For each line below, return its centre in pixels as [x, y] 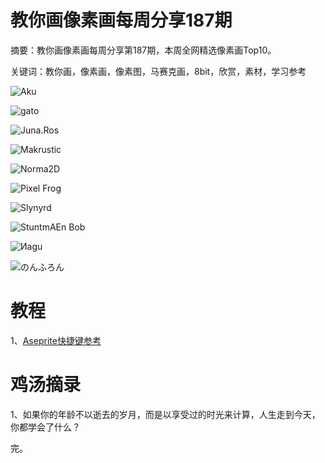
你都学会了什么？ [45, 427]
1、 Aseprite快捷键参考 [56, 340]
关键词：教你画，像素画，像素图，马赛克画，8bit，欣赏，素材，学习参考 [158, 71]
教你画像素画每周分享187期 [121, 20]
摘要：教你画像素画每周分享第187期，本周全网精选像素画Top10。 [143, 50]
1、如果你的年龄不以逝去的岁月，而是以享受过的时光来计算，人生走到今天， [165, 414]
